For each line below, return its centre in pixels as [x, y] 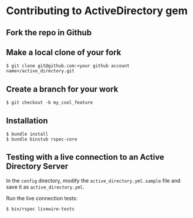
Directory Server [37, 167]
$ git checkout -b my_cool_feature [50, 103]
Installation [27, 121]
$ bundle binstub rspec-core [42, 139]
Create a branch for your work [62, 89]
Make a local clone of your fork [64, 52]
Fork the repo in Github [49, 33]
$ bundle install [27, 134]
